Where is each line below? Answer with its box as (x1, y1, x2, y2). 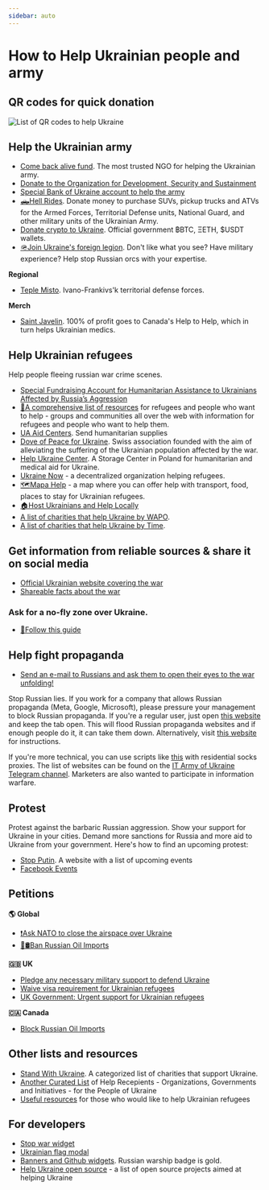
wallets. (19, 233, 46, 243)
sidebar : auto (8, 11, 56, 20)
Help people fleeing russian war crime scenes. (8, 370, 163, 379)
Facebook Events (19, 863, 78, 874)
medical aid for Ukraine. (19, 462, 100, 472)
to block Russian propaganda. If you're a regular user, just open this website (8, 711, 261, 721)
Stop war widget (19, 1138, 75, 1148)
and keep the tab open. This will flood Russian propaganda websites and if (8, 720, 256, 729)
